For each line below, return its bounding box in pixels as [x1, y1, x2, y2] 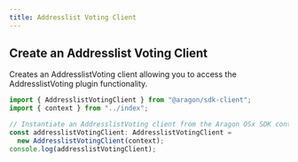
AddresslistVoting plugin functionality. [9, 79, 148, 89]
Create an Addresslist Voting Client [9, 46, 208, 61]
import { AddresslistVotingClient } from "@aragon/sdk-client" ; [9, 96, 252, 104]
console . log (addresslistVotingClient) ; [9, 144, 157, 153]
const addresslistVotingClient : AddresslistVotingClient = [9, 128, 232, 137]
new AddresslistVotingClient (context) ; [17, 136, 165, 145]
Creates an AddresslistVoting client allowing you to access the [9, 69, 237, 80]
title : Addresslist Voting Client [9, 12, 137, 22]
